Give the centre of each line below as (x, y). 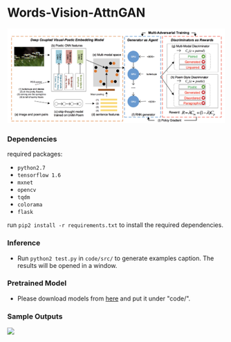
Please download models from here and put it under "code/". (104, 298)
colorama (30, 205)
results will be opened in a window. (67, 265)
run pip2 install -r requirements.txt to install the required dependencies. (115, 225)
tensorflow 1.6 (39, 175)
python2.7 (31, 168)
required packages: (35, 154)
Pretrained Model (37, 283)
